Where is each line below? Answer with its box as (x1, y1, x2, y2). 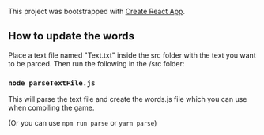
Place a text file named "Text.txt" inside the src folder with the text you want (8, 51, 256, 60)
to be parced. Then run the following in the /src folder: (8, 58, 185, 68)
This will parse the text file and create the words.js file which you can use (8, 95, 247, 104)
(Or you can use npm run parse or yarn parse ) (8, 118, 157, 128)
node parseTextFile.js (8, 78, 96, 88)
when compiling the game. (8, 103, 95, 113)
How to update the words (8, 29, 134, 43)
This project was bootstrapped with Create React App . (8, 7, 186, 16)
